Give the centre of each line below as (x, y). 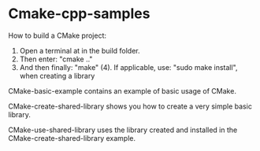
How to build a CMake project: (58, 35)
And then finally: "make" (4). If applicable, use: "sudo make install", (128, 67)
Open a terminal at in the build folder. (80, 50)
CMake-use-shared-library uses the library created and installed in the (123, 130)
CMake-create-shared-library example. (72, 138)
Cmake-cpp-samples (79, 14)
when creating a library (57, 75)
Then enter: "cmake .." (56, 59)
